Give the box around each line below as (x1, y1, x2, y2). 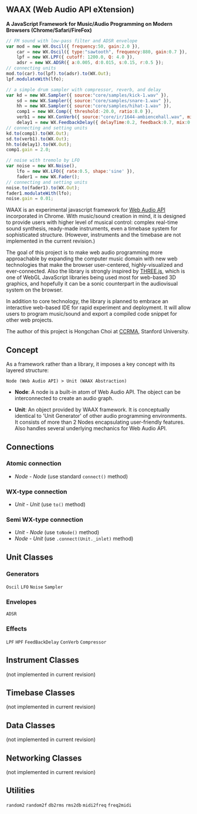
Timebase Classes (6, 688, 75, 698)
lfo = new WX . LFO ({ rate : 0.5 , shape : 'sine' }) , (16, 169, 135, 175)
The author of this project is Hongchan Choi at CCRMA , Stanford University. (6, 328, 189, 335)
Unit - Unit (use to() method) (14, 501, 86, 508)
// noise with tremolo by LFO (6, 158, 80, 163)
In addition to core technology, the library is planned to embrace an (6, 298, 169, 305)
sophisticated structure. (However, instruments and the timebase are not (6, 232, 181, 239)
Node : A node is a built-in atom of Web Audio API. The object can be (14, 388, 181, 396)
